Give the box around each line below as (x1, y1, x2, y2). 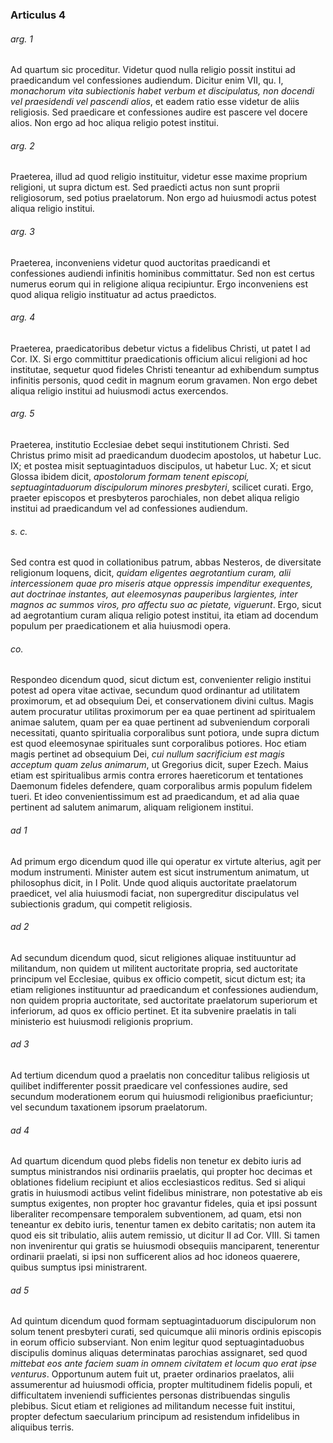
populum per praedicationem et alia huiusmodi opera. (10, 620, 232, 632)
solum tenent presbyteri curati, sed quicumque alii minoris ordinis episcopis (10, 1326, 322, 1338)
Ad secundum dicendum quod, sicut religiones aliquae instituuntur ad (10, 951, 297, 963)
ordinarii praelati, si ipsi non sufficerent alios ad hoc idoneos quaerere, (10, 1251, 301, 1263)
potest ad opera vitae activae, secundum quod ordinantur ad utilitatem (10, 684, 301, 697)
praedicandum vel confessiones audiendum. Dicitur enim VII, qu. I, (10, 74, 284, 87)
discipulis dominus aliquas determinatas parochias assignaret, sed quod (10, 1347, 308, 1359)
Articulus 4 (10, 8, 67, 22)
